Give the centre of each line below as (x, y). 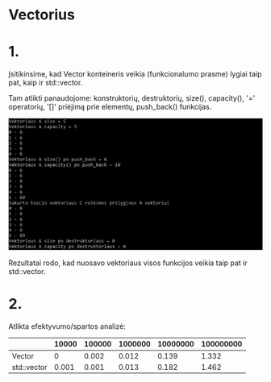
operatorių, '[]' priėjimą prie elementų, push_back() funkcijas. (110, 107)
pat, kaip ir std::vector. (46, 83)
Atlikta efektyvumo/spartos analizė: (67, 326)
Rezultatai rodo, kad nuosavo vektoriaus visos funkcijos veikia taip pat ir (128, 263)
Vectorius (42, 15)
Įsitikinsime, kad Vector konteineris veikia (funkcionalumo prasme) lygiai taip (135, 74)
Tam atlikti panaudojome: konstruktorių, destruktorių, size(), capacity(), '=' (132, 98)
